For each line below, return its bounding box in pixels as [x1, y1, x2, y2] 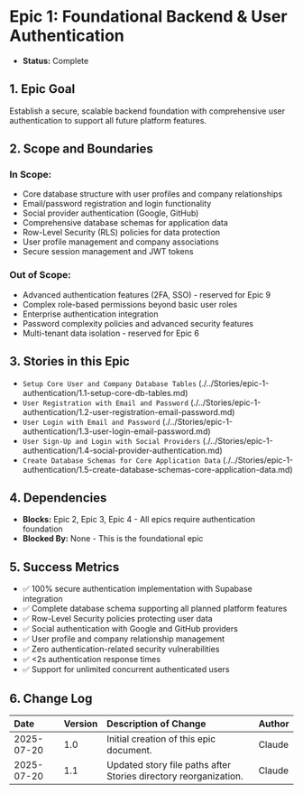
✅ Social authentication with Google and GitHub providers [22, 623, 239, 634]
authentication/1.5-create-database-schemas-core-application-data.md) [22, 464, 293, 475]
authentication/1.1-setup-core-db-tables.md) [22, 387, 188, 398]
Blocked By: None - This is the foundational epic [22, 533, 204, 544]
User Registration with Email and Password [22, 399, 189, 408]
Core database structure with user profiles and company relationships [22, 189, 283, 199]
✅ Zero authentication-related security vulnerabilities [22, 643, 220, 655]
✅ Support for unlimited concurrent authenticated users [22, 664, 230, 675]
